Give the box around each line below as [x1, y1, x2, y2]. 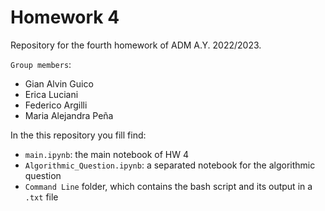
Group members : [10, 58, 72, 70]
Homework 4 [10, 6, 120, 29]
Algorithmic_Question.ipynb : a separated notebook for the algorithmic [24, 159, 316, 171]
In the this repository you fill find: [10, 129, 147, 141]
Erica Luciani [24, 88, 79, 100]
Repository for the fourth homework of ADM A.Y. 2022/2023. [10, 39, 262, 51]
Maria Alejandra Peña [24, 109, 114, 121]
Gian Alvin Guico [24, 77, 94, 90]
